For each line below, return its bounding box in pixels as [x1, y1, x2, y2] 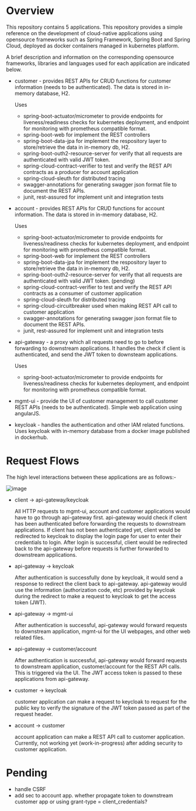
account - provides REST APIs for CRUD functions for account [14, 205, 165, 212]
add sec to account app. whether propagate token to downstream [14, 792, 174, 799]
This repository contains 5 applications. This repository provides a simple [6, 23, 183, 30]
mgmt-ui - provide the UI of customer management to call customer [14, 397, 178, 404]
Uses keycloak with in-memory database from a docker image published [14, 427, 190, 434]
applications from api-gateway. [14, 675, 90, 682]
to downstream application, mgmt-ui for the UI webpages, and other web [14, 628, 191, 635]
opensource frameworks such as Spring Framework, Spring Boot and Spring [6, 36, 190, 43]
